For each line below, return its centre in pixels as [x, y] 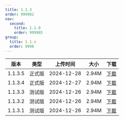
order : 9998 [22, 46]
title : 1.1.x [23, 42]
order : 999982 [20, 14]
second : [18, 23]
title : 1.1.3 [19, 10]
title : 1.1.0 [27, 28]
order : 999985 [28, 33]
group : [12, 38]
